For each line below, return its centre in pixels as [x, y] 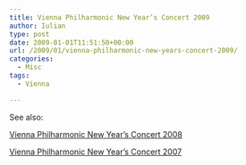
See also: [26, 117]
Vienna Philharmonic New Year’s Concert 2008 [96, 134]
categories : [31, 59]
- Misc [30, 68]
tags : [19, 76]
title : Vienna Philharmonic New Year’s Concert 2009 [110, 17]
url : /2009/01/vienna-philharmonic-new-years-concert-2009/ [124, 51]
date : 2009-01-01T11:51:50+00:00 [72, 42]
